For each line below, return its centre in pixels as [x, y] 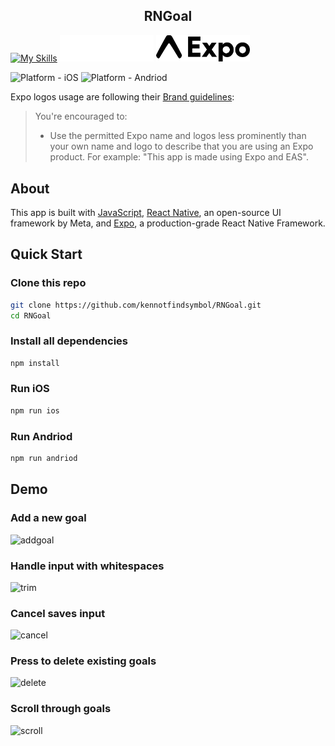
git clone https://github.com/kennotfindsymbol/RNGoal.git [136, 305]
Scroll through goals [61, 709]
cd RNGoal [31, 315]
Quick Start [46, 254]
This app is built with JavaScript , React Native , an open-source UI [146, 212]
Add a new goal [48, 518]
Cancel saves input [58, 613]
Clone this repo [48, 283]
